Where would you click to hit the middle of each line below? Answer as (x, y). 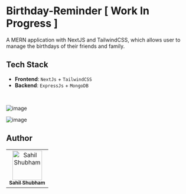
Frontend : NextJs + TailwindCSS (53, 79)
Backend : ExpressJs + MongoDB (51, 85)
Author (19, 138)
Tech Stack (27, 65)
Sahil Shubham (27, 183)
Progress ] (32, 23)
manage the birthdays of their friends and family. (66, 46)
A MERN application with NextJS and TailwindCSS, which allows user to (93, 40)
